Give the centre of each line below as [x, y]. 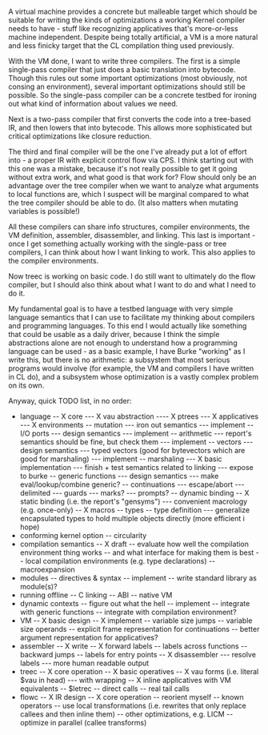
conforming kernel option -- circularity [83, 535]
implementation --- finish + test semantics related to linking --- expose [136, 467]
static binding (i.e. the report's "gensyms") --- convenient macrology [134, 501]
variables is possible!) [44, 211]
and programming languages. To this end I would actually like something [128, 326]
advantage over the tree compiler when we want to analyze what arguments [134, 186]
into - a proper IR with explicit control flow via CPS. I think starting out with [131, 160]
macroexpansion [48, 569]
